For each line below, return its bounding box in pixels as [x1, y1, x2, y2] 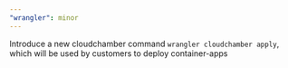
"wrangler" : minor [9, 13, 79, 23]
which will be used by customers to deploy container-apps [9, 47, 228, 59]
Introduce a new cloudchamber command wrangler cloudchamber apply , [9, 38, 280, 49]
